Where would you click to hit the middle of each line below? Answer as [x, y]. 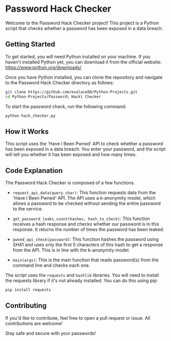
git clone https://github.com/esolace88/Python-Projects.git [72, 92]
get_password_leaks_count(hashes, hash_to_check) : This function [81, 219]
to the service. [28, 209]
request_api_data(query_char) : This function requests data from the [84, 193]
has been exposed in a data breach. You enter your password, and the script [85, 149]
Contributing [26, 306]
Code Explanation [34, 170]
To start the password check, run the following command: [66, 106]
